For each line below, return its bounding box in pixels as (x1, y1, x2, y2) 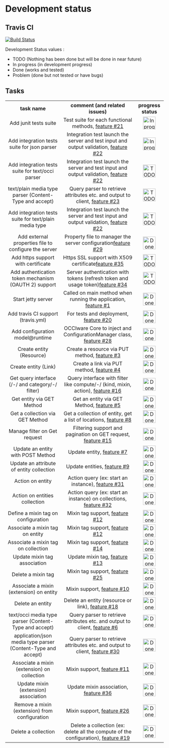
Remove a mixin (14, 701, 52, 708)
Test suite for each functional (63, 116, 132, 123)
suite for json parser (9, 143, 57, 151)
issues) (89, 108, 107, 115)
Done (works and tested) (12, 67, 64, 73)
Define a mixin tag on (8, 510, 58, 517)
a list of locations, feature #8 (63, 416, 132, 423)
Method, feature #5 (74, 402, 121, 409)
